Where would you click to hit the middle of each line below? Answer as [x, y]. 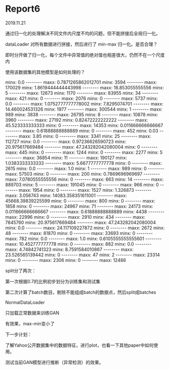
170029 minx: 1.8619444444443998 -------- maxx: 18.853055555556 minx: [85, 87]
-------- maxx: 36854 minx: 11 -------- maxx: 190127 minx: [66, 157]
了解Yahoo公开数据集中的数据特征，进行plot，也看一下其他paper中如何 [79, 345]
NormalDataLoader [25, 302]
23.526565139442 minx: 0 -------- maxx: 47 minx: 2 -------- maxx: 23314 [83, 255]
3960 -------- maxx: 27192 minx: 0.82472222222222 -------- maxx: [77, 120]
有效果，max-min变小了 [30, 323]
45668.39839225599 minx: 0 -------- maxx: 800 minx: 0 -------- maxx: [80, 200]
